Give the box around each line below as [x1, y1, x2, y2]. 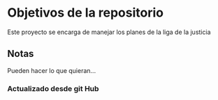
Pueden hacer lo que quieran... [7, 66, 96, 74]
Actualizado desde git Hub [7, 83, 99, 93]
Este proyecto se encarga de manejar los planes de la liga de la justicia [7, 28, 211, 36]
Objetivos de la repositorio [7, 5, 164, 21]
